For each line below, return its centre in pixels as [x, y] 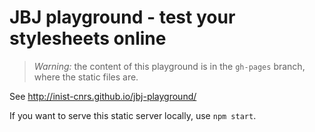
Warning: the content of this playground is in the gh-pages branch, [169, 66]
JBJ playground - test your [122, 17]
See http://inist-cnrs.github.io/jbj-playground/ [103, 96]
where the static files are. [86, 77]
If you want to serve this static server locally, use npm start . [133, 115]
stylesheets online [88, 38]
